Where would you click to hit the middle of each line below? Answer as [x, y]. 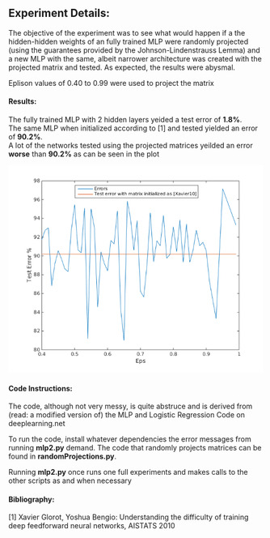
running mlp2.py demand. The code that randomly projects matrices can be [135, 448]
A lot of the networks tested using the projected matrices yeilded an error [131, 146]
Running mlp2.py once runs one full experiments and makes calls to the [128, 472]
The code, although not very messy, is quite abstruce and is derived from [131, 406]
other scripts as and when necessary [70, 480]
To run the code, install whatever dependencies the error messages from [130, 439]
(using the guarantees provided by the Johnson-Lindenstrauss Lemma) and [134, 50]
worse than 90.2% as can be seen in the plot [84, 154]
